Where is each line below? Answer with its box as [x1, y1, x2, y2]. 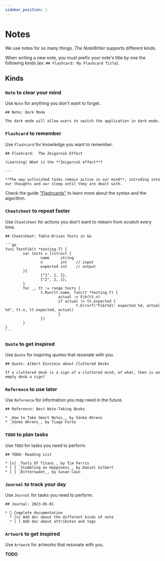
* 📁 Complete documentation [5, 510, 63, 515]
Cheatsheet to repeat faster [5, 208, 71, 215]
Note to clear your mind [5, 89, 62, 96]
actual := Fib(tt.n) [58, 294, 100, 299]
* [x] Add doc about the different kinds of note [9, 515, 114, 520]
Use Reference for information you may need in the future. [5, 397, 123, 403]
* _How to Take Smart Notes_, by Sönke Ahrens [5, 415, 103, 420]
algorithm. [5, 195, 26, 201]
